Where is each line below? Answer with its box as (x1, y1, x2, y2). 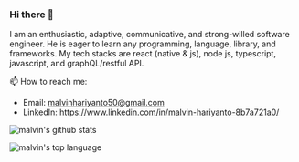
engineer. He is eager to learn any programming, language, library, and (9, 38, 276, 49)
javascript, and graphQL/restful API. (9, 58, 144, 69)
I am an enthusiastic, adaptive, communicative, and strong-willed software (9, 29, 290, 40)
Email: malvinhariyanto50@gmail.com (22, 97, 165, 108)
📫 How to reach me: (9, 76, 88, 87)
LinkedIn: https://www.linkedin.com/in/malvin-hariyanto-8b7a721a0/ (22, 106, 280, 117)
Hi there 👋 (9, 8, 55, 21)
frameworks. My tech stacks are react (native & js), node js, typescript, (9, 48, 277, 59)
